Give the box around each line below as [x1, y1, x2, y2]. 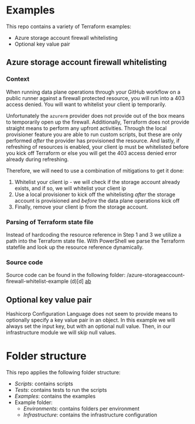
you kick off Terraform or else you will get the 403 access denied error [6, 149, 177, 156]
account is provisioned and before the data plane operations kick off [14, 197, 180, 204]
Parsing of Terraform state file [6, 218, 94, 226]
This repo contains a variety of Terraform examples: [6, 23, 132, 30]
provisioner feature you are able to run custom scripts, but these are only [6, 131, 183, 138]
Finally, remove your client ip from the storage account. [14, 203, 148, 210]
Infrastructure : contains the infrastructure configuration [23, 411, 158, 418]
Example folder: [14, 399, 53, 406]
